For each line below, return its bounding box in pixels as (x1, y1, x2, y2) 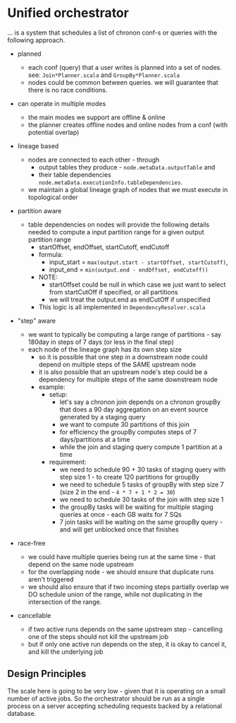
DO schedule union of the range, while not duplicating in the (27, 590, 203, 598)
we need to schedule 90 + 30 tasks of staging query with (59, 465, 226, 474)
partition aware (17, 206, 62, 215)
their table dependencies (38, 170, 111, 179)
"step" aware (17, 316, 56, 325)
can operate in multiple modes (17, 99, 106, 107)
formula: (38, 250, 63, 258)
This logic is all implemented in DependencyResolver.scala (38, 302, 206, 311)
